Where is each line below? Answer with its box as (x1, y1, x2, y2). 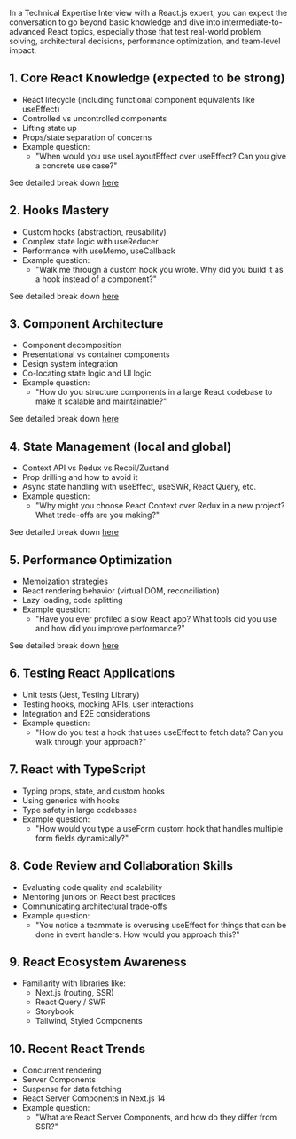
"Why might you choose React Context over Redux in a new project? (35, 500, 285, 511)
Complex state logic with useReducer (21, 236, 159, 246)
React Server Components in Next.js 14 (21, 1093, 166, 1104)
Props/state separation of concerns (21, 132, 152, 143)
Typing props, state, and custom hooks (21, 786, 166, 796)
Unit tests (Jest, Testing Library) (21, 689, 140, 700)
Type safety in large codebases (21, 804, 137, 815)
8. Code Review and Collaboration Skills (9, 858, 233, 873)
